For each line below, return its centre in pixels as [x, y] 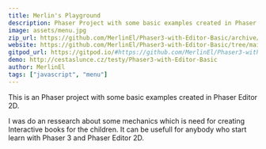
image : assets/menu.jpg [47, 30]
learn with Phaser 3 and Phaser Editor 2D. [76, 138]
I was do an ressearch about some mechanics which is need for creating [127, 120]
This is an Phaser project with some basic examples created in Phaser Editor [133, 97]
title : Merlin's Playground [55, 15]
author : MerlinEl [37, 67]
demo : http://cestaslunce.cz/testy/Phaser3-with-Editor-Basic [113, 60]
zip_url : [23, 38]
